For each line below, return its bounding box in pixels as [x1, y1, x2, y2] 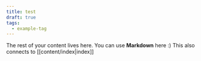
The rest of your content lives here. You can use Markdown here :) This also [6, 42, 195, 49]
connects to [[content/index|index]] [6, 48, 94, 56]
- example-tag [11, 25, 47, 32]
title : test [6, 8, 36, 15]
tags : [6, 20, 20, 26]
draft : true [6, 14, 36, 20]
